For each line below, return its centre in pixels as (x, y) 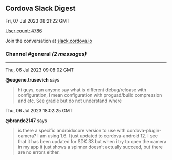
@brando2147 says (26, 121)
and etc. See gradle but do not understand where (70, 101)
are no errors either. (39, 152)
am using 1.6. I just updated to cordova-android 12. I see (99, 136)
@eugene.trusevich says (33, 80)
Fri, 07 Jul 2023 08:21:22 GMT (38, 21)
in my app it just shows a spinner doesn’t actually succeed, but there (90, 147)
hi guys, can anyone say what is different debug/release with (82, 90)
